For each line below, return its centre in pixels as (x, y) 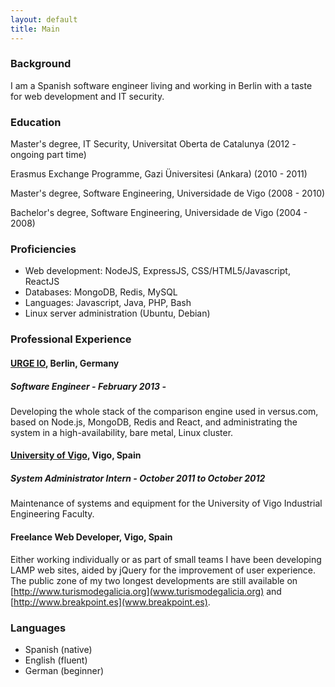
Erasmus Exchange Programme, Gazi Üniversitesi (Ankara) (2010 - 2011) (159, 174)
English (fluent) (56, 660)
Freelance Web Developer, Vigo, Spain (91, 537)
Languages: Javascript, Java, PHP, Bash (108, 303)
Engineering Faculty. (52, 514)
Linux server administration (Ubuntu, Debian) (117, 313)
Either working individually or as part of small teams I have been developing (166, 559)
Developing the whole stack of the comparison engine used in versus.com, (164, 411)
